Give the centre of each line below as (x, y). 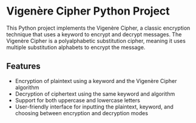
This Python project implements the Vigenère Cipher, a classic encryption (98, 28)
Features (23, 66)
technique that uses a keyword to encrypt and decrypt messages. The (94, 34)
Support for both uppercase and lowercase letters (78, 100)
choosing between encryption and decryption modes (82, 113)
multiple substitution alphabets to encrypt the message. (76, 47)
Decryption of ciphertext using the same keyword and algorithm (95, 94)
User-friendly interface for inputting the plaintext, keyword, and (94, 107)
